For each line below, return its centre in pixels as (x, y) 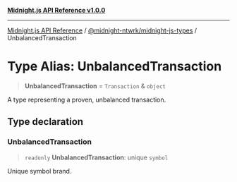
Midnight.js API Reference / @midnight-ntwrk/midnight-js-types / (102, 30)
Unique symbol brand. (39, 171)
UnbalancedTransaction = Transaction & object (95, 86)
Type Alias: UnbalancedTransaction (115, 67)
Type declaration (45, 122)
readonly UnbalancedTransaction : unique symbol (96, 157)
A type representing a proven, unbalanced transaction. (87, 99)
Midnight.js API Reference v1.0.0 (56, 10)
